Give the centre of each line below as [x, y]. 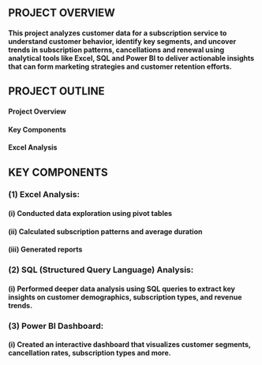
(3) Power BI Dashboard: [56, 326]
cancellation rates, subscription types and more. [90, 353]
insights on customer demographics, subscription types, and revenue [125, 297]
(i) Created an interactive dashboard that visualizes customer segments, [129, 345]
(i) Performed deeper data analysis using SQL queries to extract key [122, 289]
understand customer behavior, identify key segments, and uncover [122, 41]
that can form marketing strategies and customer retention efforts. [120, 66]
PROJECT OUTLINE [56, 91]
